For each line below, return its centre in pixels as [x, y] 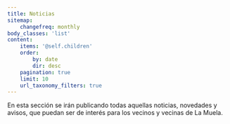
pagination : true [45, 72]
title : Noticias [31, 14]
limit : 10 [34, 79]
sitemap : [20, 20]
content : [20, 40]
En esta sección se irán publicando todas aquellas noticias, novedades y [112, 105]
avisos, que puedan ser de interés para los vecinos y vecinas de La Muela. [115, 113]
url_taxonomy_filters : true [61, 85]
